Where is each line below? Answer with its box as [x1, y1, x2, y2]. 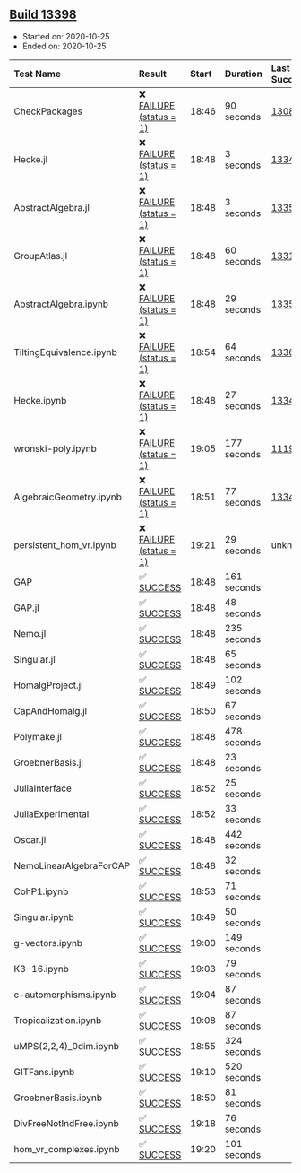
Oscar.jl [13, 833, 47, 846]
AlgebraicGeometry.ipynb [13, 491, 123, 503]
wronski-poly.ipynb [13, 442, 97, 455]
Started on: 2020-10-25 [21, 30, 110, 41]
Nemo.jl [13, 627, 47, 639]
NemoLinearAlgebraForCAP [13, 859, 131, 872]
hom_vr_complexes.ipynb [13, 1143, 120, 1155]
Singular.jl [13, 653, 56, 665]
